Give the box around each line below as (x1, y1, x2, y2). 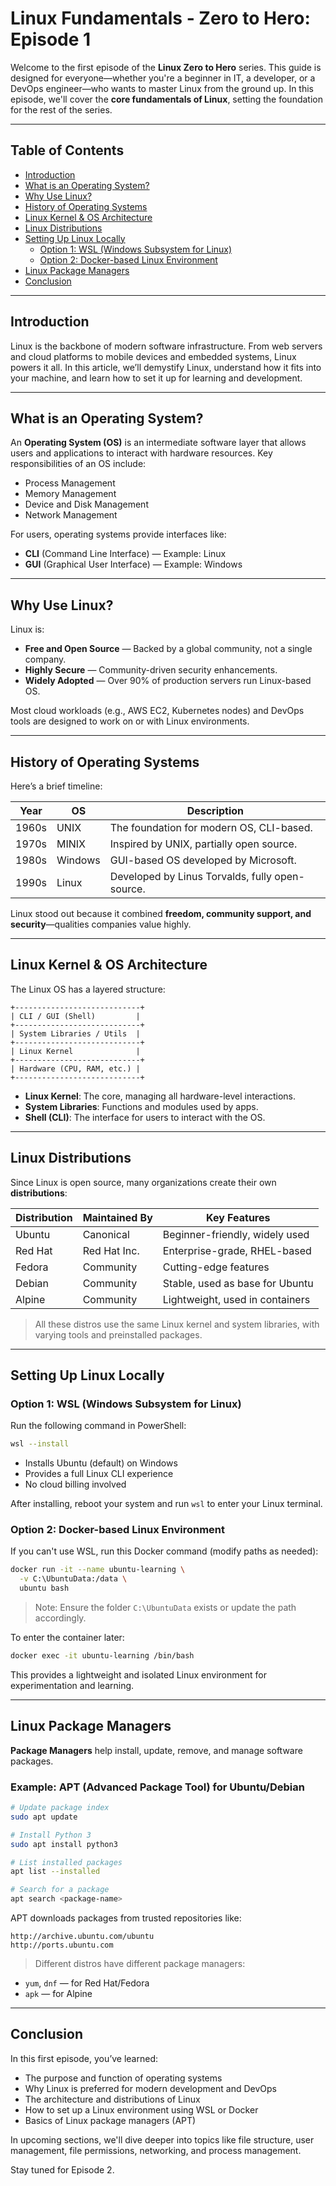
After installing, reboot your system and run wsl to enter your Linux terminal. (10, 1498, 323, 1510)
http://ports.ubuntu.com (10, 1940, 114, 1951)
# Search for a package (10, 1885, 110, 1895)
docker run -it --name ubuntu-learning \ (10, 1565, 186, 1575)
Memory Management (24, 488, 117, 500)
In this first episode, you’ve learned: (10, 2052, 158, 2064)
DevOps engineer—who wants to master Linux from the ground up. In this (10, 82, 314, 94)
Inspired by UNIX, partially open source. (109, 837, 298, 851)
